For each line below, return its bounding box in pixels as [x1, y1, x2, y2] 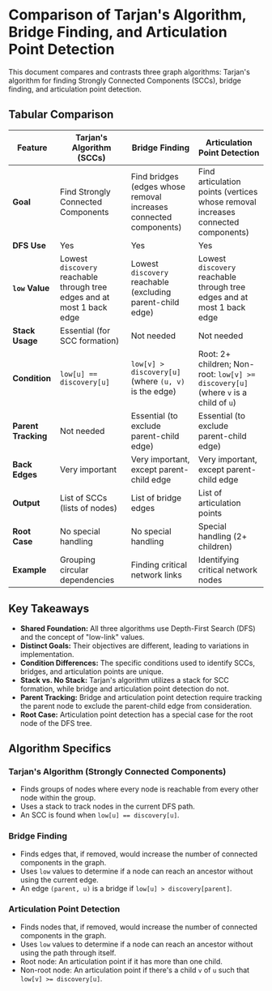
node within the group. [19, 793, 96, 803]
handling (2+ [198, 530, 248, 542]
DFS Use [12, 239, 46, 251]
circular [59, 564, 89, 575]
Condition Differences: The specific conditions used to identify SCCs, [19, 658, 255, 667]
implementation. [19, 649, 74, 659]
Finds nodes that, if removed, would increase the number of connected [19, 922, 257, 932]
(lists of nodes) [59, 502, 117, 513]
